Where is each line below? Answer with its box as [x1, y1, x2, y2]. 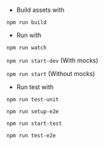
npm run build [6, 19, 47, 26]
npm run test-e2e [6, 132, 56, 139]
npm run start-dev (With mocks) [6, 56, 99, 64]
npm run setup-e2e [6, 108, 59, 115]
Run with [16, 31, 42, 39]
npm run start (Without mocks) [6, 70, 95, 77]
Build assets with [16, 6, 65, 14]
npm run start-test [6, 120, 62, 127]
